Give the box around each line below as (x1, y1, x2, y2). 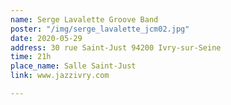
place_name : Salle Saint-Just (10, 61, 137, 71)
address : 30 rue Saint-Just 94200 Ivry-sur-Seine (10, 42, 222, 53)
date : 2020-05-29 (10, 33, 83, 43)
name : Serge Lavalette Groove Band (10, 14, 159, 25)
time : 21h (10, 52, 52, 62)
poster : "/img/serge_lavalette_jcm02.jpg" (10, 24, 190, 34)
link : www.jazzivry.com (10, 71, 110, 81)
